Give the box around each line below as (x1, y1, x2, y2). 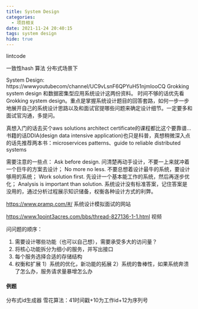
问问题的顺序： (6, 226, 43, 233)
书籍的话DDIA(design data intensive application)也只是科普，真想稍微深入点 (6, 132, 191, 139)
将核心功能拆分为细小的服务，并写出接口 (14, 246, 113, 252)
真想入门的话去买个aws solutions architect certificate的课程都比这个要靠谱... (6, 125, 191, 131)
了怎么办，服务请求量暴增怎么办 (14, 268, 93, 275)
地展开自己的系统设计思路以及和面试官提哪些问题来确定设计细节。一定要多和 (6, 105, 193, 111)
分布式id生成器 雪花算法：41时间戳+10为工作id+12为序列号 (6, 297, 148, 304)
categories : (6, 14, 35, 20)
